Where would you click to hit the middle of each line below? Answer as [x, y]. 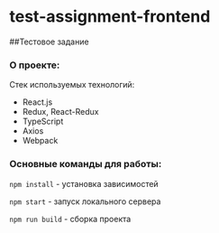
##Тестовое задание [49, 42]
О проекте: [35, 65]
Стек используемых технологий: [72, 85]
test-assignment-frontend [110, 17]
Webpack [40, 141]
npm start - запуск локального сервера [85, 201]
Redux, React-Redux [60, 112]
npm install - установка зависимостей [84, 183]
